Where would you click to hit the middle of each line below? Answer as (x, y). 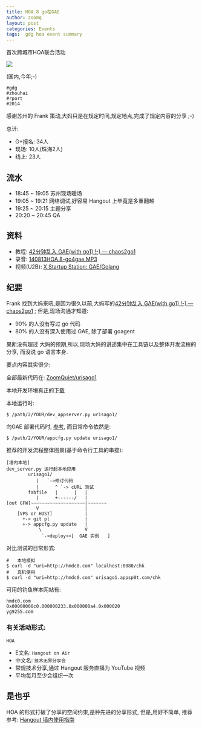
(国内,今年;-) (22, 77)
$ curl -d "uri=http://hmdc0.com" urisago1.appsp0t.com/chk (84, 577)
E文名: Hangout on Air (43, 652)
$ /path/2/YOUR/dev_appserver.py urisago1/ (62, 414)
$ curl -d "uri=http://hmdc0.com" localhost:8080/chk (76, 566)
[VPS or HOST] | (52, 514)
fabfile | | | (58, 492)
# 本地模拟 (21, 560)
